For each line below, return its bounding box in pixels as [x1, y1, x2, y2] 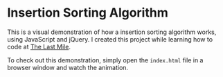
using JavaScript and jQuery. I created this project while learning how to [7, 35, 213, 43]
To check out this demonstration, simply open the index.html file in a [7, 55, 204, 64]
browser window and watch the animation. [7, 63, 129, 71]
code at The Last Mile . [7, 42, 71, 51]
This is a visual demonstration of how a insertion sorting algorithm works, [7, 28, 217, 36]
